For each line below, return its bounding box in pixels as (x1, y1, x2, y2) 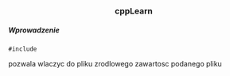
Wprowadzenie (8, 25, 60, 35)
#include (8, 45, 37, 53)
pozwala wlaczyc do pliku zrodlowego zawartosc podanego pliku (8, 59, 223, 68)
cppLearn (115, 6, 153, 17)
